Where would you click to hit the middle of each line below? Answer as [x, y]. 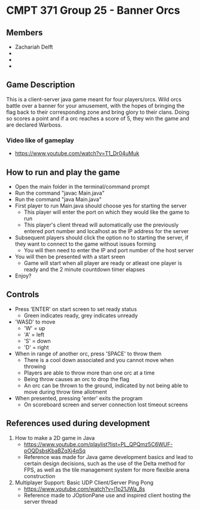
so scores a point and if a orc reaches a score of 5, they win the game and [98, 118]
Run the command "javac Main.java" [60, 193]
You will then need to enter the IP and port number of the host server [109, 250]
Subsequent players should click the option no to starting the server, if [101, 237]
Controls [23, 295]
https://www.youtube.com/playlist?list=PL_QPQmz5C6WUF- [98, 444]
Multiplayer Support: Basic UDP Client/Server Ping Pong [84, 482]
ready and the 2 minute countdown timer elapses [84, 269]
